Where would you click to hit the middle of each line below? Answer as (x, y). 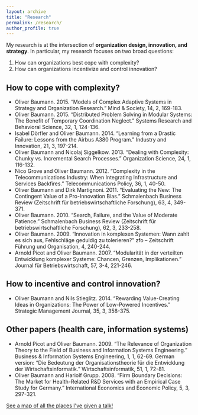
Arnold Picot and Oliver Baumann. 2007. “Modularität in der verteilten (99, 253)
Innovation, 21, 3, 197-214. (46, 146)
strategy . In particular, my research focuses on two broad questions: (90, 52)
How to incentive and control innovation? (83, 284)
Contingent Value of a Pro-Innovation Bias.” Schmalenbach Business (98, 197)
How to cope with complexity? (63, 87)
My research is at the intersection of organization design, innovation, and (97, 45)
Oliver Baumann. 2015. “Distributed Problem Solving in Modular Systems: (103, 115)
